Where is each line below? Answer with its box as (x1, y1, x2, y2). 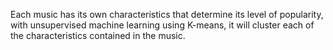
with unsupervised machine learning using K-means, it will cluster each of (10, 19, 315, 31)
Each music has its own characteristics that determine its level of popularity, (10, 9, 324, 20)
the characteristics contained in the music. (10, 30, 186, 41)
